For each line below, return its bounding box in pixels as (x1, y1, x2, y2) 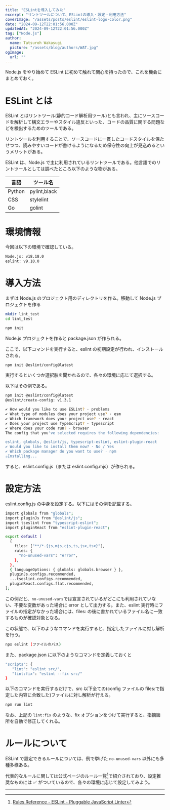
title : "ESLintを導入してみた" (5, 7, 66, 13)
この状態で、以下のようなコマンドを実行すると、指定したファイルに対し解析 (5, 625, 164, 631)
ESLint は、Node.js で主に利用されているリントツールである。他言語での (5, 159, 157, 166)
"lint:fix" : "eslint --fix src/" (12, 671, 82, 676)
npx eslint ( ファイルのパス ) (5, 641, 62, 647)
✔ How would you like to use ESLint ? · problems (5, 407, 110, 412)
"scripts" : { (5, 662, 33, 667)
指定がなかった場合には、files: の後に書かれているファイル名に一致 (22, 608, 163, 614)
